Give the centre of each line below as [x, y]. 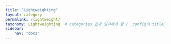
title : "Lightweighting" [32, 10]
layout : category [24, 15]
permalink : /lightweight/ [33, 19]
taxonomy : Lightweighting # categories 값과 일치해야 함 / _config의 [78, 24]
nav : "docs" [27, 33]
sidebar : [15, 29]
